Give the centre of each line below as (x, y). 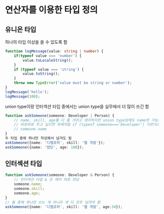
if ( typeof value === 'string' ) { (49, 69)
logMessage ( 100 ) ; (23, 96)
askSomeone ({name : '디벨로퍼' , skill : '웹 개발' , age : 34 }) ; (64, 207)
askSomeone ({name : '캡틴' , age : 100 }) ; (45, 147)
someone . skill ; (29, 189)
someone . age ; (27, 193)
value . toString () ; (41, 74)
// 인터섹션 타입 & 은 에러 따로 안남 (47, 180)
